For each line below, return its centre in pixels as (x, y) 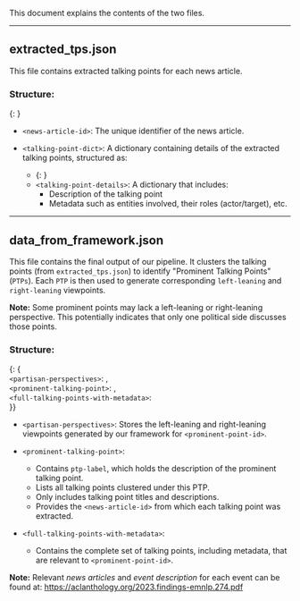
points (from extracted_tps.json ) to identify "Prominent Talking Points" (140, 271)
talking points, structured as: (75, 158)
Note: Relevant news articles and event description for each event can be (145, 578)
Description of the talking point (106, 194)
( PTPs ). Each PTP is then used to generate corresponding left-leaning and (146, 280)
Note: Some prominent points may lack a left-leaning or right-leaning (136, 307)
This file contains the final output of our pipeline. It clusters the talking (138, 261)
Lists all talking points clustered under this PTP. (122, 487)
